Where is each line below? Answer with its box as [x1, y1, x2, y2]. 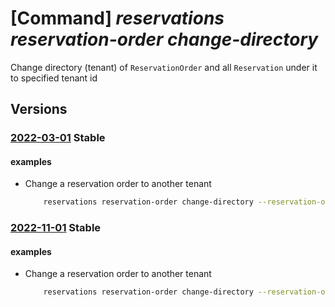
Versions [10, 101, 68, 118]
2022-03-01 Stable [10, 131, 106, 145]
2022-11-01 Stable [10, 221, 102, 235]
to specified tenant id [10, 72, 98, 84]
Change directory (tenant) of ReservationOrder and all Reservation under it [10, 61, 318, 73]
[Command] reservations [10, 7, 225, 30]
